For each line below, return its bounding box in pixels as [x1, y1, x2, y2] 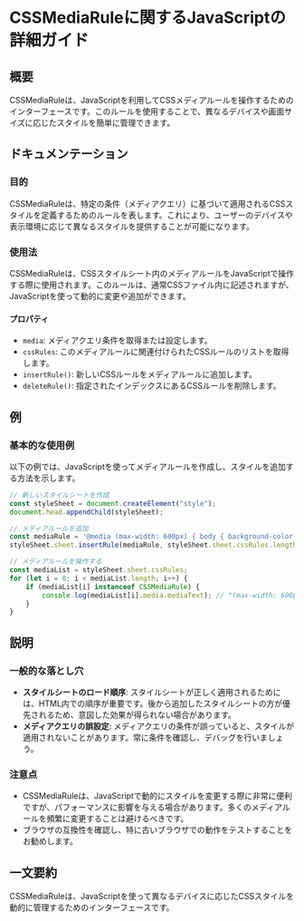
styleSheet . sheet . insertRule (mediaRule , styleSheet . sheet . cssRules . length [9, 540, 298, 550]
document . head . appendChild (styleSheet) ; [9, 508, 165, 517]
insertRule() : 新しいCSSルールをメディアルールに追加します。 [22, 369, 258, 380]
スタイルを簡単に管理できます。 [56, 118, 176, 128]
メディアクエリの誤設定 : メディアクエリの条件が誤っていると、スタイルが [22, 721, 295, 732]
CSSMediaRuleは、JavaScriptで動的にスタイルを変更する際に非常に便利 [22, 790, 292, 801]
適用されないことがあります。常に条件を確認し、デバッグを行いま [22, 732, 269, 742]
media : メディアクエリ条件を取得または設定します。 [22, 335, 213, 346]
